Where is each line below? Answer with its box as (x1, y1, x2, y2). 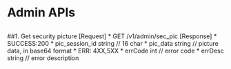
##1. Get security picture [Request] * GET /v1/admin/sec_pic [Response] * (7, 32, 217, 40)
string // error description (7, 53, 79, 62)
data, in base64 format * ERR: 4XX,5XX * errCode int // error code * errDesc (7, 46, 224, 55)
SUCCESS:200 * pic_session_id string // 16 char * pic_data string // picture (7, 39, 219, 47)
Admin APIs (7, 5, 76, 20)
